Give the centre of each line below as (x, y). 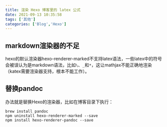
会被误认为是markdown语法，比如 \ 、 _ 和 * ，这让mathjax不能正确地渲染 (79, 65)
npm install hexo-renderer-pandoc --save (49, 120)
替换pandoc (24, 89)
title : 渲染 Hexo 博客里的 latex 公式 (43, 10)
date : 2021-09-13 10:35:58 (34, 15)
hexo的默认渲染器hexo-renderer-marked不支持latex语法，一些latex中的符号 (84, 59)
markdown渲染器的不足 (42, 46)
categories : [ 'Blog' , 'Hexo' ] (36, 24)
